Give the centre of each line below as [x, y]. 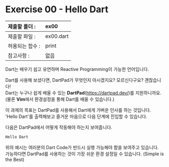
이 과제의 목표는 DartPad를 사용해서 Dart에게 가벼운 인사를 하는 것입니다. [78, 110]
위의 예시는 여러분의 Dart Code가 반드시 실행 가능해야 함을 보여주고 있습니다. [82, 147]
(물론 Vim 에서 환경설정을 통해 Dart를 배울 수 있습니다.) [60, 99]
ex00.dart [57, 36]
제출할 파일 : [22, 36]
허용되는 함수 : [24, 46]
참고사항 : [19, 56]
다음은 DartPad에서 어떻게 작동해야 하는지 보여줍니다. [59, 127]
